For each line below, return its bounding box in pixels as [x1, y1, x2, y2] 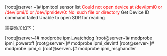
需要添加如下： [5, 25, 36, 31]
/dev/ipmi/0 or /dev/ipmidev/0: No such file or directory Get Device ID [5, 9, 150, 15]
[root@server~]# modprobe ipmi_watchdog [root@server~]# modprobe [5, 35, 152, 41]
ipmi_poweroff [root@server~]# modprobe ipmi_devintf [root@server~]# [5, 40, 154, 46]
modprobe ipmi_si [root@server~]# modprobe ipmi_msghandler [5, 46, 136, 51]
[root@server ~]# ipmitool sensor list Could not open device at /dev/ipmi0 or [5, 4, 163, 10]
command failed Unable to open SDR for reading [5, 15, 105, 20]
